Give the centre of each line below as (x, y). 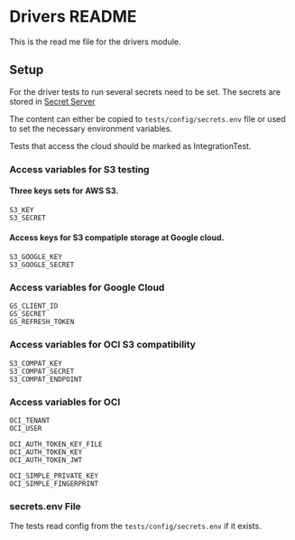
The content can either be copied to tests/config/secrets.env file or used (147, 118)
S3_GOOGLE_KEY (36, 257)
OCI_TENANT (30, 420)
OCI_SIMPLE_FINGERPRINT (54, 484)
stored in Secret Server (53, 101)
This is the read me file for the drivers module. (95, 42)
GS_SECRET (28, 314)
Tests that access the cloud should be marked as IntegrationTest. (130, 145)
